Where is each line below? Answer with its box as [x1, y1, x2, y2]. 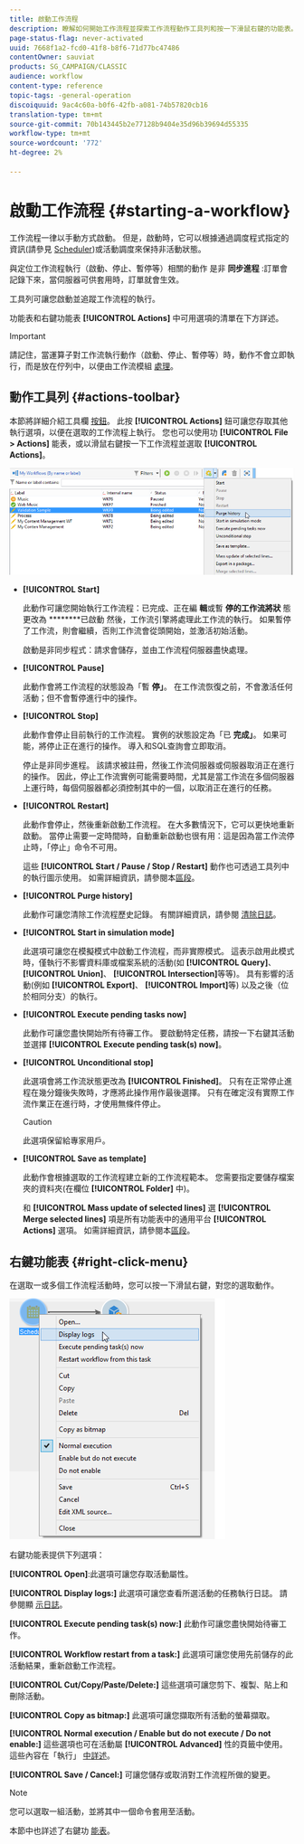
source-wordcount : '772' [9, 138, 103, 148]
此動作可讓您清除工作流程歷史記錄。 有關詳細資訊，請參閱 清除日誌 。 [22, 909, 281, 920]
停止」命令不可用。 [50, 842, 122, 853]
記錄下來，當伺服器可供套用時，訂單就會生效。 [9, 274, 184, 285]
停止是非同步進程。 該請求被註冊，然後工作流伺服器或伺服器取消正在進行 [22, 760, 295, 771]
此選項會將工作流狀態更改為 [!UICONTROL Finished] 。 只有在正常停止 [22, 1076, 285, 1087]
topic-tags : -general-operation [9, 90, 131, 99]
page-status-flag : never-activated [9, 33, 144, 43]
